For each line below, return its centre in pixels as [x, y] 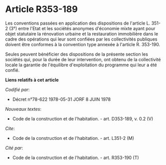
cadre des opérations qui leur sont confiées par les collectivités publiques [81, 39]
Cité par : [14, 148]
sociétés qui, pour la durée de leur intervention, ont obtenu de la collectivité [83, 59]
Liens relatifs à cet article [32, 80]
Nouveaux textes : [23, 109]
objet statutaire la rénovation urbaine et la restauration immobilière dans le [82, 34]
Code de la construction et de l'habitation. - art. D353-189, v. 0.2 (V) [83, 118]
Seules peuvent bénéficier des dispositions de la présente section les [77, 54]
